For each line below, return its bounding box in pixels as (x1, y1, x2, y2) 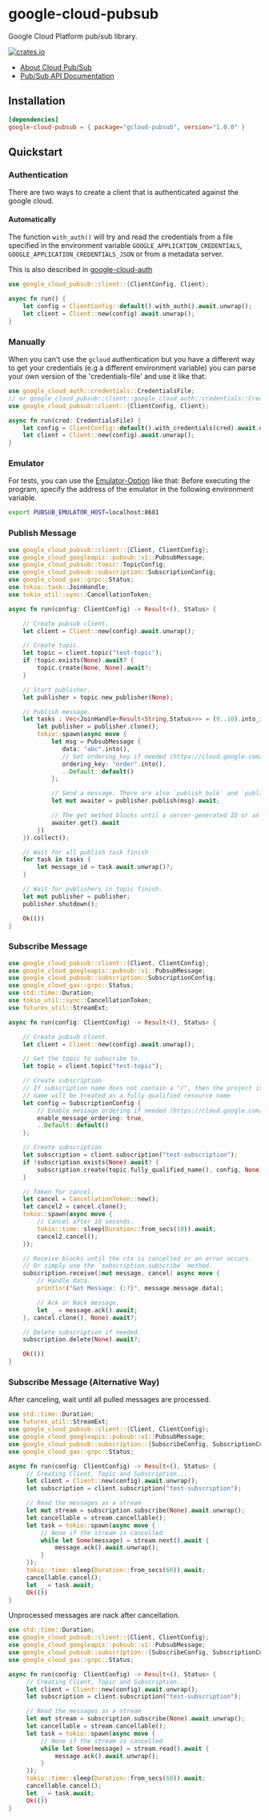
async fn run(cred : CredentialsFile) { (8, 416, 142, 425)
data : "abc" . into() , (62, 745, 130, 753)
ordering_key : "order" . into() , (62, 760, 167, 768)
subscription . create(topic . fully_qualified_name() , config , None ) (37, 1165, 263, 1174)
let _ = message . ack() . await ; (37, 1306, 138, 1314)
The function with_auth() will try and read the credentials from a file (8, 232, 234, 242)
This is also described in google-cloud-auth (8, 265, 153, 274)
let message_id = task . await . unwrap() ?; (37, 863, 174, 871)
